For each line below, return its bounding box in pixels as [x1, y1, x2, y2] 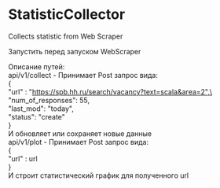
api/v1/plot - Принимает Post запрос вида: [8, 137, 149, 146]
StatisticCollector [8, 6, 126, 24]
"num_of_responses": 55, [8, 95, 90, 105]
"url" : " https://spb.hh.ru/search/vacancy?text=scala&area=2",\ [8, 87, 213, 96]
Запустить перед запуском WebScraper [8, 46, 141, 56]
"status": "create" [8, 112, 65, 121]
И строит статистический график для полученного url [8, 171, 189, 180]
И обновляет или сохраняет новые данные [8, 128, 152, 138]
